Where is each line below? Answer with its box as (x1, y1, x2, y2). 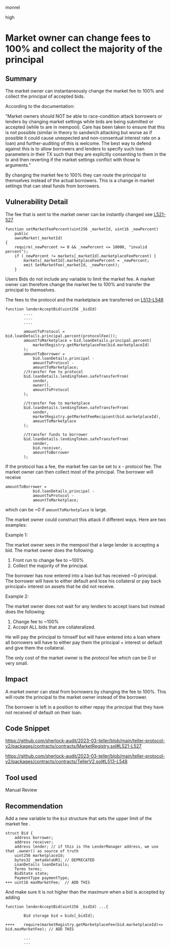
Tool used (5, 773, 37, 782)
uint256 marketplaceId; (14, 853, 65, 858)
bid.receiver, (32, 445, 63, 450)
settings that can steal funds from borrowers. (5, 183, 101, 189)
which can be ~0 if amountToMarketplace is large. (5, 506, 107, 512)
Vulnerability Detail (5, 198, 68, 206)
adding (5, 894, 20, 900)
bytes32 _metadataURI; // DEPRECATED (14, 857, 95, 863)
